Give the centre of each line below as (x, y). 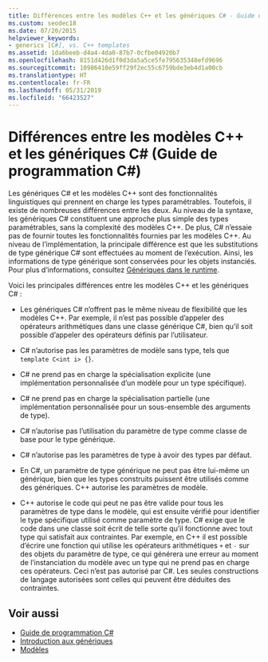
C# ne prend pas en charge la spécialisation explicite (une (115, 375)
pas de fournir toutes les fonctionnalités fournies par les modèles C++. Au (130, 236)
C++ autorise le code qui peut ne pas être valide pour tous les (122, 503)
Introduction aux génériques (66, 641)
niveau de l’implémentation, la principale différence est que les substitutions (133, 244)
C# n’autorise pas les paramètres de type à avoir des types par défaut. (136, 455)
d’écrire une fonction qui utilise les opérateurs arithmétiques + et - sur (134, 546)
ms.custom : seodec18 (43, 23)
